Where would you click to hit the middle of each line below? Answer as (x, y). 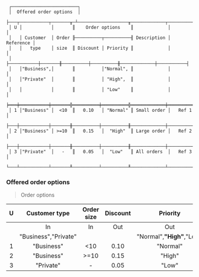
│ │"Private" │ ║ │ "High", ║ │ (89, 79)
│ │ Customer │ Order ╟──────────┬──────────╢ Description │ (89, 38)
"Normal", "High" (161, 237)
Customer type (48, 213)
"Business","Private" (48, 237)
